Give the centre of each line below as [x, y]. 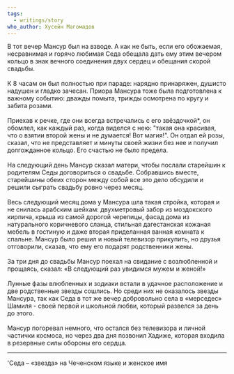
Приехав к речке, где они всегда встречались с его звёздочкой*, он [109, 121]
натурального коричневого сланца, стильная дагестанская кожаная [109, 225]
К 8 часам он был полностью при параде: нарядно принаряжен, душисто [117, 84]
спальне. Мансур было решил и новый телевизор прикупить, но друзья [114, 239]
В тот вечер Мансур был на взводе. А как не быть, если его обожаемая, [115, 47]
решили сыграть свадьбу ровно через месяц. [76, 187]
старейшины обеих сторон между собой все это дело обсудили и [106, 180]
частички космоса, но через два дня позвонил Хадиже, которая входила [116, 336]
